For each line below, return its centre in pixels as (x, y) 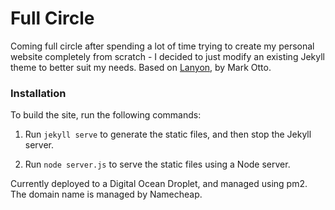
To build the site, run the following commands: (106, 115)
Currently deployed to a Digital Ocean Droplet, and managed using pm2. (159, 184)
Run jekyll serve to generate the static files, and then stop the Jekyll (168, 134)
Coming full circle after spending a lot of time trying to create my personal (162, 46)
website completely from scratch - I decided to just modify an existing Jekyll (167, 56)
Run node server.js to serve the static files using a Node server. (157, 164)
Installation (38, 93)
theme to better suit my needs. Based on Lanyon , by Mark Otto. (141, 67)
